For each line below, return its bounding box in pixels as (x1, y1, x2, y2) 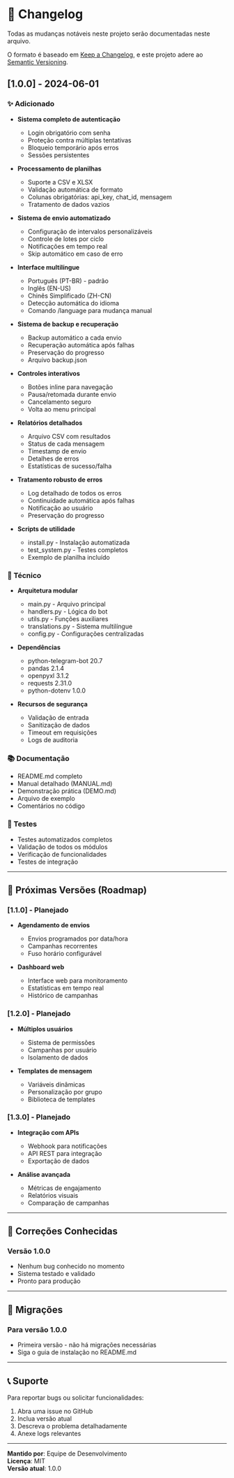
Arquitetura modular (17, 586, 78, 595)
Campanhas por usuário (27, 1045, 97, 1054)
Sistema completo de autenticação (17, 115, 120, 123)
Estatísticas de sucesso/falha (27, 461, 112, 470)
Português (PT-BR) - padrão (27, 276, 109, 285)
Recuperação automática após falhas (27, 340, 134, 349)
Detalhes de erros (27, 454, 79, 463)
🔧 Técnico (7, 570, 42, 580)
